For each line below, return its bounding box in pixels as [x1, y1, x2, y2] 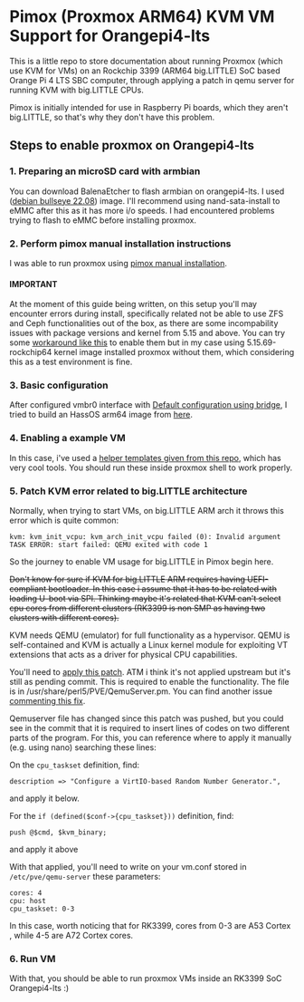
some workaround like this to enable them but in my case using [9, 337, 245, 348]
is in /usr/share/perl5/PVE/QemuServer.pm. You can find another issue [9, 686, 273, 697]
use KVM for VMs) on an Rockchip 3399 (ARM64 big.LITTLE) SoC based [9, 65, 280, 76]
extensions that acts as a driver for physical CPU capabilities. [9, 650, 238, 660]
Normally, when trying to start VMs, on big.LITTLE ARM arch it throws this [9, 506, 285, 516]
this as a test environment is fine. [9, 356, 133, 368]
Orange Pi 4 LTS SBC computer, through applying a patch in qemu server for [9, 74, 295, 85]
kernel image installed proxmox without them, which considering [53, 347, 295, 358]
